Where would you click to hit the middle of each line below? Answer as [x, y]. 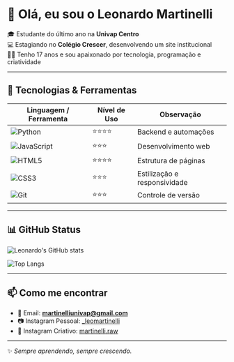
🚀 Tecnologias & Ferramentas [72, 90]
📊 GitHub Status [44, 230]
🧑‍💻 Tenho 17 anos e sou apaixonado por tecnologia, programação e [104, 54]
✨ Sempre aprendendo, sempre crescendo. [70, 351]
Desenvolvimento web [173, 146]
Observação [180, 114]
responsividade [162, 182]
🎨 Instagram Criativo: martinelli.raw [68, 331]
